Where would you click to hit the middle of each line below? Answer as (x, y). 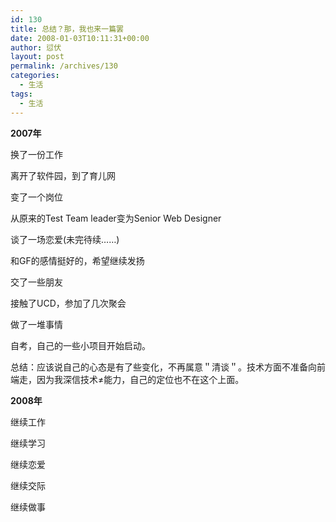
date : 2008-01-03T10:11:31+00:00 (80, 38)
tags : (21, 94)
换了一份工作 (36, 154)
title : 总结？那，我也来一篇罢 (67, 29)
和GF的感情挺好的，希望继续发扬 (77, 260)
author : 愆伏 (36, 47)
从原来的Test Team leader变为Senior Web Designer (116, 218)
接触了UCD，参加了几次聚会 (68, 303)
